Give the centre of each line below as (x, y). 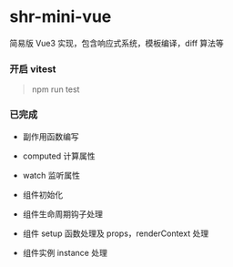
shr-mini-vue (61, 17)
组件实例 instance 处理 (65, 252)
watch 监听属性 (51, 175)
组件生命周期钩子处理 (62, 214)
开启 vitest (33, 68)
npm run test (56, 89)
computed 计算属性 (59, 156)
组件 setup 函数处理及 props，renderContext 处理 (116, 233)
